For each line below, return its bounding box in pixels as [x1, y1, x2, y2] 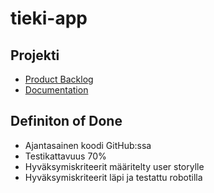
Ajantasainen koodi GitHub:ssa [24, 139, 152, 151]
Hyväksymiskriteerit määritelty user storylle [24, 160, 205, 172]
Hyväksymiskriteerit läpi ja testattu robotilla [24, 171, 203, 183]
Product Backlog [24, 73, 94, 85]
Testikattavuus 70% [24, 150, 107, 162]
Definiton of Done [10, 113, 123, 130]
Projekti [10, 47, 60, 64]
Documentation [24, 84, 89, 96]
